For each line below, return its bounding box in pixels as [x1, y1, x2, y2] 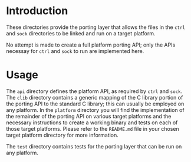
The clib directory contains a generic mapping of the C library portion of [6, 94, 183, 101]
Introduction [6, 4, 68, 18]
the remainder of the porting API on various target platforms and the [6, 113, 172, 120]
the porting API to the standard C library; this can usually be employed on [6, 100, 185, 107]
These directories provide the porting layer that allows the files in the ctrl [6, 24, 186, 31]
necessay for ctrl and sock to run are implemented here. [6, 47, 144, 54]
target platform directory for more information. [6, 131, 119, 138]
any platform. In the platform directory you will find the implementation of [6, 106, 185, 113]
